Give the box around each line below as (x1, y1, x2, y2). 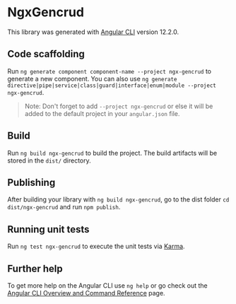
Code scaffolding (7, 48, 85, 60)
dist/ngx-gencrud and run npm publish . (7, 203, 121, 211)
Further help (7, 262, 64, 274)
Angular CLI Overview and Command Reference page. (7, 289, 165, 297)
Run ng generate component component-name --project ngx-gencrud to (7, 66, 212, 75)
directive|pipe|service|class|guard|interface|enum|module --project (7, 82, 217, 89)
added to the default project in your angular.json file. (24, 109, 180, 117)
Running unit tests (7, 223, 90, 235)
